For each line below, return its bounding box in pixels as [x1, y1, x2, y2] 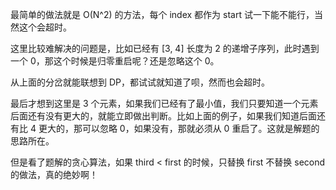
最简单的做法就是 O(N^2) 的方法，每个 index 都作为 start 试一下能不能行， [10, 9, 315, 20]
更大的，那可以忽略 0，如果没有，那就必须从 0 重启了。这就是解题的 [38, 123, 320, 134]
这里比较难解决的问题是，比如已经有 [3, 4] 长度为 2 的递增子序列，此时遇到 [10, 43, 320, 54]
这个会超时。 [18, 21, 72, 33]
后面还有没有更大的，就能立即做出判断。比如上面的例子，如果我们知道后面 [10, 110, 317, 122]
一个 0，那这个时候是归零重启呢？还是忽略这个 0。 [10, 55, 220, 67]
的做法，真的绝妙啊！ [10, 169, 98, 180]
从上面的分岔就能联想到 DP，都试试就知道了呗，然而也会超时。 [10, 76, 270, 88]
